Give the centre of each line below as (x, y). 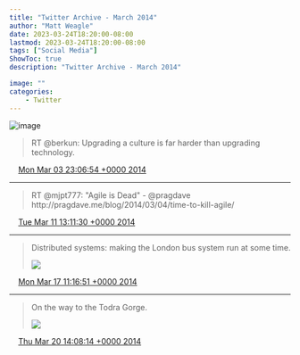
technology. (53, 152)
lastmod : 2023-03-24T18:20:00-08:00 (77, 42)
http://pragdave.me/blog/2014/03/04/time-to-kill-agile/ (133, 204)
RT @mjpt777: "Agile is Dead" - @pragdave (111, 195)
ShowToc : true (36, 59)
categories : (31, 91)
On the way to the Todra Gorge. (89, 307)
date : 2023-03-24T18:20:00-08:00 (71, 34)
